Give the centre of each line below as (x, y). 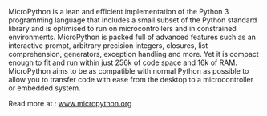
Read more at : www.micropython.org (70, 104)
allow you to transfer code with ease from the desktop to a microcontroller (131, 80)
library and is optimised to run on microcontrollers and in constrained (122, 28)
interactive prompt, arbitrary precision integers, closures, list (108, 46)
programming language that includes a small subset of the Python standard (133, 20)
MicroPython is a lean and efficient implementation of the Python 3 (119, 12)
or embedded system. (45, 88)
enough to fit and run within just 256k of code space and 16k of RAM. (123, 62)
